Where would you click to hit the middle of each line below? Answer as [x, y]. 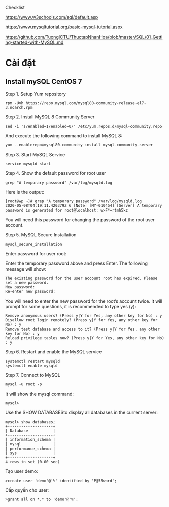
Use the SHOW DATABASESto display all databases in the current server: [82, 412]
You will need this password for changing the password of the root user [80, 220]
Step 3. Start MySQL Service [35, 154]
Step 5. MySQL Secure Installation [41, 235]
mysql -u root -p [24, 384]
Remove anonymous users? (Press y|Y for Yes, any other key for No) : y [84, 316]
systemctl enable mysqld [31, 366]
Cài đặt [21, 63]
